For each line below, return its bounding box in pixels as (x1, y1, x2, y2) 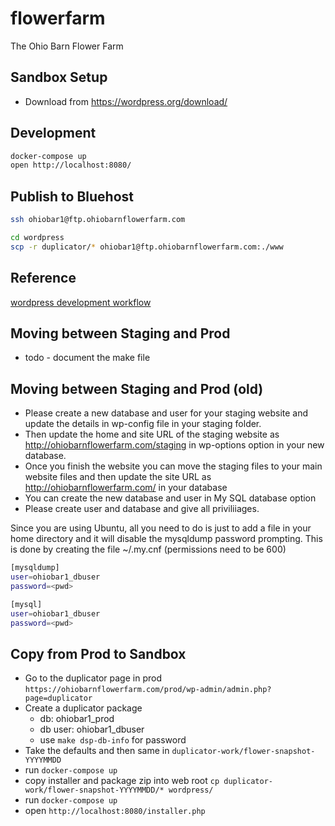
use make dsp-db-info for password (39, 734, 187, 746)
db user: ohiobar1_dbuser (39, 723, 145, 736)
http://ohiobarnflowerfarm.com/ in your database (24, 482, 228, 494)
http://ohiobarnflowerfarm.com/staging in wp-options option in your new (24, 439, 325, 451)
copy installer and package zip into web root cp (24, 775, 220, 787)
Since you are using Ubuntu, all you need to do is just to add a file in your (10, 522, 312, 534)
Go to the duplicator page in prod (24, 672, 162, 684)
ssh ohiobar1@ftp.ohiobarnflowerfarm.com (10, 215, 186, 225)
